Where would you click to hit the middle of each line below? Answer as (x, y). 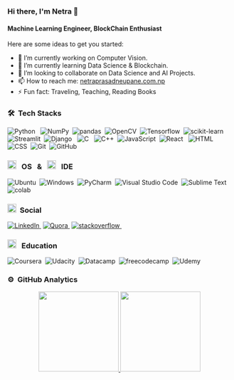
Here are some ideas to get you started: (66, 44)
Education (39, 246)
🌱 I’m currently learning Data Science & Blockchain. (93, 65)
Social (31, 210)
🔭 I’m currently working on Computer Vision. (83, 58)
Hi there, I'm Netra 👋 (43, 11)
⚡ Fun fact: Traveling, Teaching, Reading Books (87, 92)
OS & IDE (47, 167)
